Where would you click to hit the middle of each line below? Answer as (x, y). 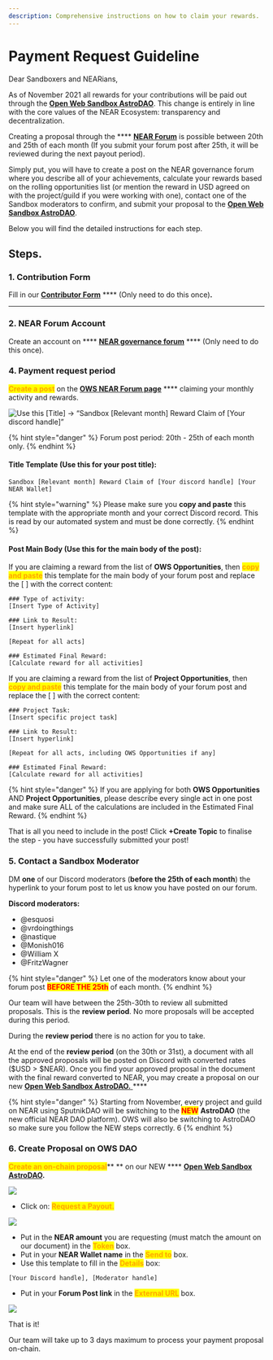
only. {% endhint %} (42, 446)
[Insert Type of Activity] (54, 606)
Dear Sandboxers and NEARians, (63, 79)
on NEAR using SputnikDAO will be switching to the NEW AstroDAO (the (129, 1110)
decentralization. (37, 120)
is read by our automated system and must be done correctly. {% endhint (131, 522)
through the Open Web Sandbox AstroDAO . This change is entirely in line (132, 103)
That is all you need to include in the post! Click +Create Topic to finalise (130, 832)
